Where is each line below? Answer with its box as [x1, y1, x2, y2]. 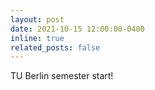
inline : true [10, 33, 65, 43]
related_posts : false [10, 42, 101, 53]
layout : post [10, 14, 65, 25]
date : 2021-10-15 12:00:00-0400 [10, 24, 145, 34]
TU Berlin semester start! [10, 70, 114, 82]
